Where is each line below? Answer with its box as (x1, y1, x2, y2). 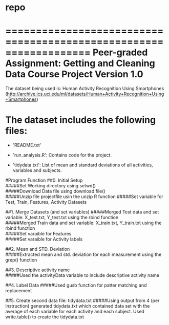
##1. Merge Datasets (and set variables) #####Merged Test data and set (5, 209, 159, 215)
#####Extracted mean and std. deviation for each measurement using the (5, 251, 162, 257)
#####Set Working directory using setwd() (5, 183, 96, 189)
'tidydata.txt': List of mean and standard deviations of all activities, (12, 162, 153, 168)
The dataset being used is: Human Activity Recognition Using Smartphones (5, 85, 164, 92)
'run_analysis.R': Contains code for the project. (12, 152, 112, 158)
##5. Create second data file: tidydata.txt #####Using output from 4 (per (5, 297, 160, 304)
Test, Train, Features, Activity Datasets (5, 199, 87, 205)
